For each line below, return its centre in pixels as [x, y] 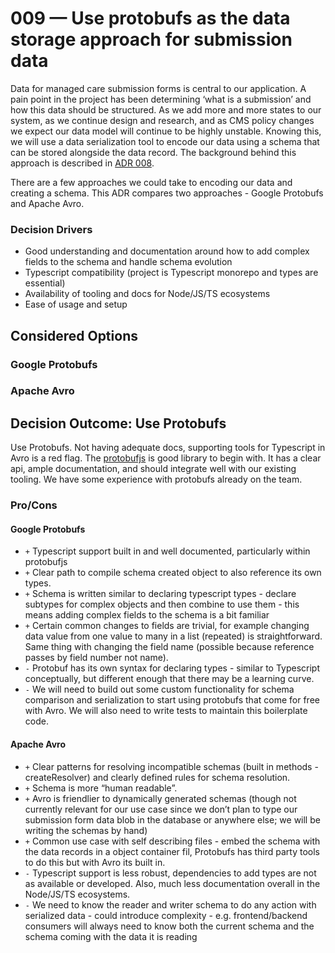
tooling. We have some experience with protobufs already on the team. [156, 479]
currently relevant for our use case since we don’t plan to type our [161, 809]
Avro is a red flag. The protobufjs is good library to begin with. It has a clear [166, 458]
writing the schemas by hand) [86, 830]
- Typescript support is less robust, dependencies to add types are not [170, 873]
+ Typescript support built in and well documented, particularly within [167, 551]
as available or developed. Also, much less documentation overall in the [172, 883]
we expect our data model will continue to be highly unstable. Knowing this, [166, 131]
